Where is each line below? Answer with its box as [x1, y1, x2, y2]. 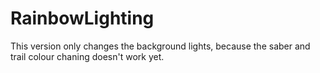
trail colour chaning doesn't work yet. [10, 50, 165, 62]
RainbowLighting [10, 7, 155, 30]
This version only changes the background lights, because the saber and [10, 40, 311, 52]
